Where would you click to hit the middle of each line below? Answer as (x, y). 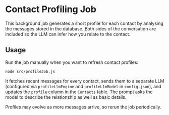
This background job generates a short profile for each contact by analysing (84, 23)
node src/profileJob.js (30, 71)
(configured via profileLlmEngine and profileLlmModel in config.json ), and (83, 86)
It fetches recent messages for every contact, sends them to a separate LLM (85, 81)
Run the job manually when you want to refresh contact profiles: (72, 62)
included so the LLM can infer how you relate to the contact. (68, 34)
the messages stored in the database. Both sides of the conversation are (81, 28)
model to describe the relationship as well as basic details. (66, 97)
